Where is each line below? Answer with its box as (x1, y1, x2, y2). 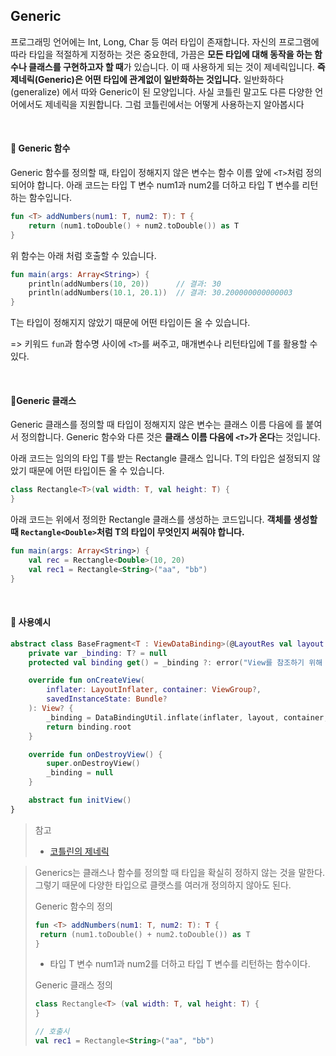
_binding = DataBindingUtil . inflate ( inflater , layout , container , (46, 712, 329, 723)
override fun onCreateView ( (28, 675, 145, 686)
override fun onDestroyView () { (28, 749, 163, 759)
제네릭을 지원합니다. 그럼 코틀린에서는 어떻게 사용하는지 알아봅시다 (44, 98, 305, 110)
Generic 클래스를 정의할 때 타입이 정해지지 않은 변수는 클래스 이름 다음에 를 (10, 419, 304, 431)
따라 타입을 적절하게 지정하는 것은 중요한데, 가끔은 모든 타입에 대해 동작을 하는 (10, 48, 313, 60)
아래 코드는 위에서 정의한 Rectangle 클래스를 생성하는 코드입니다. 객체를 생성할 (10, 514, 318, 526)
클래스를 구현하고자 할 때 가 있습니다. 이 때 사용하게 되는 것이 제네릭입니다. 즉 (28, 60, 326, 73)
